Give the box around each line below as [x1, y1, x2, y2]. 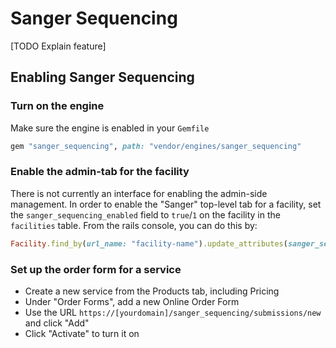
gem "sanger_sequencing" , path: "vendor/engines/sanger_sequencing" [10, 141, 302, 151]
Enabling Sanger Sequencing [10, 69, 195, 86]
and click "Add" [24, 317, 90, 329]
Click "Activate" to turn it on [24, 327, 140, 339]
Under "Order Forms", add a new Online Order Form [24, 295, 240, 307]
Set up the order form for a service [10, 262, 182, 276]
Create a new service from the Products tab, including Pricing [24, 285, 280, 297]
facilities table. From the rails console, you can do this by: [10, 219, 258, 231]
